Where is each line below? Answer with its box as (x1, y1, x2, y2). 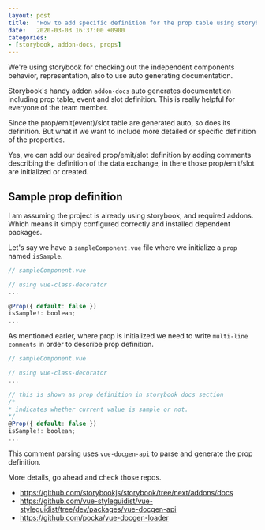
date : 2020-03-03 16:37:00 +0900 (8, 26, 125, 34)
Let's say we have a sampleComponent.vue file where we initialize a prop (8, 242, 237, 252)
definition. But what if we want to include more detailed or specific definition (8, 127, 256, 136)
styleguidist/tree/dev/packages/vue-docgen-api (19, 504, 177, 513)
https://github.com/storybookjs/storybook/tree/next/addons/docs (19, 487, 234, 497)
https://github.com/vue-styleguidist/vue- (19, 496, 154, 506)
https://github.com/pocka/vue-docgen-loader (19, 513, 170, 522)
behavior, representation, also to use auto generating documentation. (8, 71, 233, 80)
